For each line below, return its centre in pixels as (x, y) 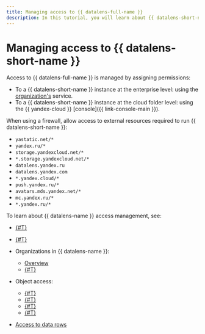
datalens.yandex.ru (40, 165)
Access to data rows (41, 325)
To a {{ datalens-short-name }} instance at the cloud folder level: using (104, 103)
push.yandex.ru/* (37, 185)
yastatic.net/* (34, 140)
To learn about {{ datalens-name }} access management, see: (84, 216)
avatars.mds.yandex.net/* (48, 192)
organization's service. (44, 96)
